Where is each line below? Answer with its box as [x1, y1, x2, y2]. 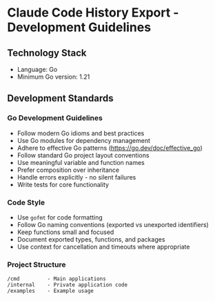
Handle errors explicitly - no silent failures [17, 173, 136, 181]
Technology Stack [7, 47, 87, 59]
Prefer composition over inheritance [17, 166, 119, 174]
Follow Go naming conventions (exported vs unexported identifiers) [17, 220, 209, 229]
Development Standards [7, 93, 114, 104]
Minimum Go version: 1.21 [17, 72, 90, 81]
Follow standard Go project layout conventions [17, 150, 150, 159]
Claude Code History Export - [7, 5, 179, 21]
